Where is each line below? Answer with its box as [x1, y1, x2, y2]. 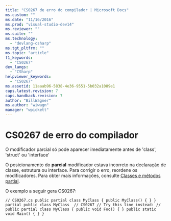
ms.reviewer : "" [5, 27, 40, 32]
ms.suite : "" [5, 31, 33, 36]
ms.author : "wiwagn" [5, 103, 50, 108]
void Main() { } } [5, 211, 44, 216]
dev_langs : [5, 64, 29, 70]
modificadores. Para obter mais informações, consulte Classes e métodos [5, 172, 161, 179]
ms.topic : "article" [5, 50, 50, 55]
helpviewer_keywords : [5, 74, 52, 79]
